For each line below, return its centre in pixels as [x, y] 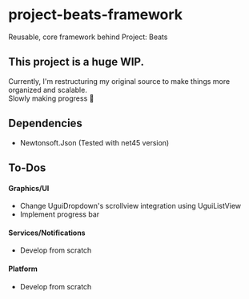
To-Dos [27, 167]
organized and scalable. [48, 90]
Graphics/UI [29, 188]
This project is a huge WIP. [76, 62]
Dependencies [45, 124]
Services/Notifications [47, 233]
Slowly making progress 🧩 [51, 98]
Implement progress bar [60, 214]
